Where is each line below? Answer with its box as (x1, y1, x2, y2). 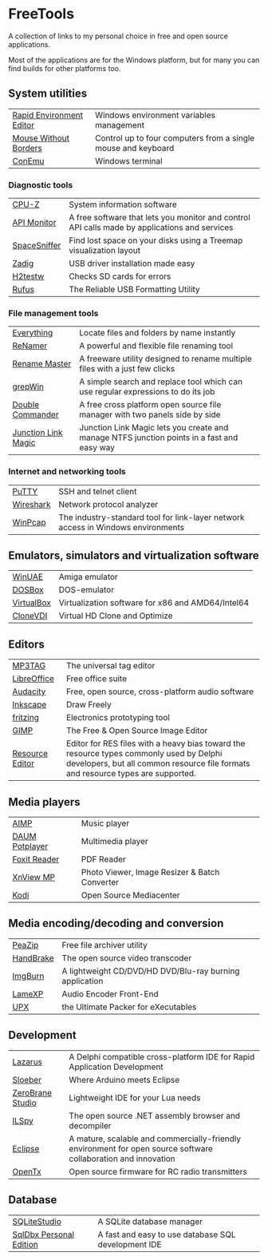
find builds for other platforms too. (8, 63, 121, 73)
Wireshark (12, 498, 51, 509)
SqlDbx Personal (12, 1229, 74, 1240)
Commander (12, 409, 59, 420)
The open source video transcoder (61, 952, 192, 963)
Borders (12, 142, 42, 153)
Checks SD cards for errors (69, 271, 171, 282)
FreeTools (8, 5, 74, 23)
